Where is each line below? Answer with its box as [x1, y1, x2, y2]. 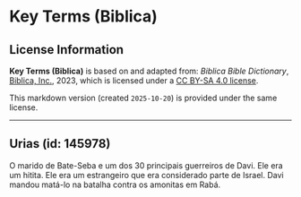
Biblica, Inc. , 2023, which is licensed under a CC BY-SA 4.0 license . [9, 75, 259, 86]
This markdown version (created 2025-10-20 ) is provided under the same [9, 92, 278, 103]
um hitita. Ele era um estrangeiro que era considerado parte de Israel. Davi [9, 169, 284, 180]
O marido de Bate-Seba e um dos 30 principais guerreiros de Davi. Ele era [9, 159, 284, 171]
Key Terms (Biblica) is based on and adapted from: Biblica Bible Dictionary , [9, 65, 289, 76]
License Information [9, 42, 124, 57]
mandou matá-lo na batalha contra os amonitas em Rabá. [9, 179, 221, 190]
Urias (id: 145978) [9, 136, 111, 151]
